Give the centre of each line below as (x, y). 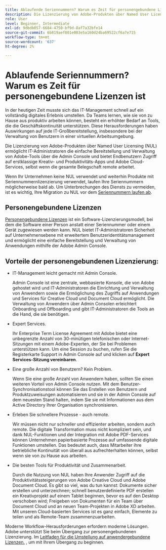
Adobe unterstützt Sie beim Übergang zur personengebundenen (71, 532)
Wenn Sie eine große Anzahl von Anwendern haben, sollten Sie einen (83, 379)
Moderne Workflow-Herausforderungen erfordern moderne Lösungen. (77, 526)
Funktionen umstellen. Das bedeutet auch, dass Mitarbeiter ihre (77, 445)
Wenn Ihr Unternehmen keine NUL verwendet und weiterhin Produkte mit (80, 176)
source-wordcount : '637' (31, 42)
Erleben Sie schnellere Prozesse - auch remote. (61, 415)
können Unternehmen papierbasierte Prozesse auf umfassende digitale (85, 440)
